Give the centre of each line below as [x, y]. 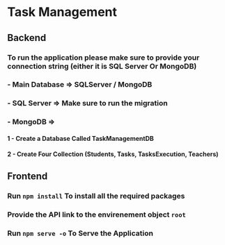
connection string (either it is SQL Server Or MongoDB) [102, 66]
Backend [27, 38]
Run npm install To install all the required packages [96, 196]
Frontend [28, 176]
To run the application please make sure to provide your [103, 58]
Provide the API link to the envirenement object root [96, 214]
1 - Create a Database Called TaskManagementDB [81, 138]
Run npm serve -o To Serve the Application [80, 233]
